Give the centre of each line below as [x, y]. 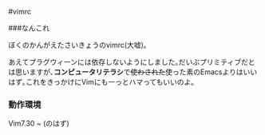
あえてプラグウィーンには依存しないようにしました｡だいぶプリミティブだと [132, 62]
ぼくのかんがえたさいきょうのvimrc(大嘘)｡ [78, 45]
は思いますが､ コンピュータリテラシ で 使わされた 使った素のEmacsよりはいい [133, 72]
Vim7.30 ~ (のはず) [39, 124]
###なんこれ [29, 28]
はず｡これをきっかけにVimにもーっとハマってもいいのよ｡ [102, 82]
